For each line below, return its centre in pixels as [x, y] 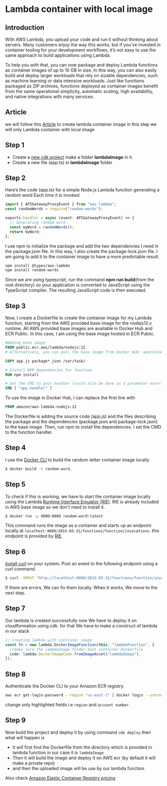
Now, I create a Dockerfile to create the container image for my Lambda [79, 318]
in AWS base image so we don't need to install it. [55, 507]
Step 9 [15, 720]
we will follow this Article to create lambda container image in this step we [81, 124]
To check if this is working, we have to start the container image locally [78, 496]
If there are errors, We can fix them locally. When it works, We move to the [81, 588]
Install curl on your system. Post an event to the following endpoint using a [82, 564]
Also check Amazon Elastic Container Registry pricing [60, 778]
